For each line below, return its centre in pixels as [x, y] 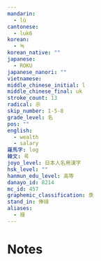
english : [20, 130]
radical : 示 [24, 105]
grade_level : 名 [30, 117]
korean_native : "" [34, 53]
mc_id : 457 [23, 189]
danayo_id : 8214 [31, 182]
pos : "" [18, 124]
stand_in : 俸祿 [28, 202]
